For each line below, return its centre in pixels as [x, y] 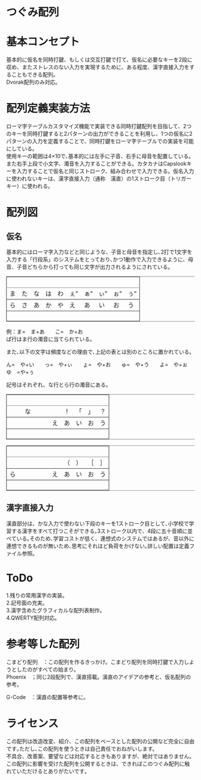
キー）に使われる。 [30, 186]
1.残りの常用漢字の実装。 [37, 595]
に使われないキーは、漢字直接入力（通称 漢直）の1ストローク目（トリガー [99, 179]
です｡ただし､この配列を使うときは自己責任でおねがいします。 [82, 748]
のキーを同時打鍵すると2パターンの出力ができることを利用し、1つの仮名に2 [99, 134]
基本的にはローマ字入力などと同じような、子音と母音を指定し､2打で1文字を [99, 252]
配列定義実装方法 [48, 109]
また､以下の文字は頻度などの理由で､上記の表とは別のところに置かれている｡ [99, 352]
